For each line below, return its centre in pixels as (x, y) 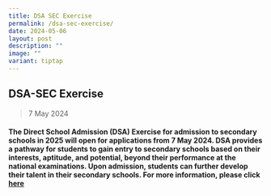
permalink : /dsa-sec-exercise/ (61, 23)
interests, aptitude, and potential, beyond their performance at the (122, 158)
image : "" (25, 53)
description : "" (36, 46)
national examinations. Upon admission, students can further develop (128, 166)
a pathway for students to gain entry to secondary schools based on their (134, 149)
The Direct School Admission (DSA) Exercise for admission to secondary (133, 132)
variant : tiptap (36, 62)
